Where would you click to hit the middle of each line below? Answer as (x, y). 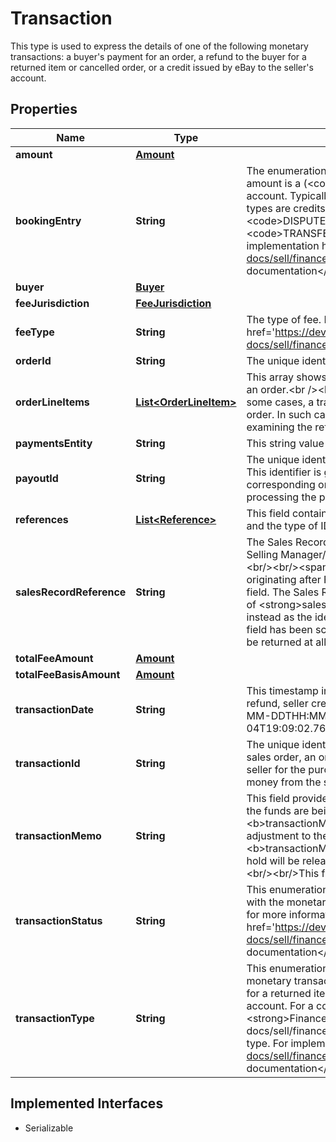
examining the (279, 427)
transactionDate (55, 709)
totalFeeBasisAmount (68, 674)
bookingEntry (48, 220)
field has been (279, 629)
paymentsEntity (54, 443)
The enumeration (286, 170)
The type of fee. (284, 319)
